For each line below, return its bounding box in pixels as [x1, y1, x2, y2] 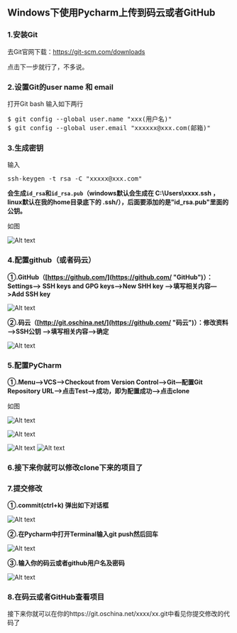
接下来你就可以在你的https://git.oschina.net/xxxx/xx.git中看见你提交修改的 [7, 610, 224, 618]
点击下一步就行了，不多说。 [7, 63, 89, 71]
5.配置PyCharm [7, 360, 62, 370]
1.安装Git [7, 30, 38, 40]
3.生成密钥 [7, 143, 44, 153]
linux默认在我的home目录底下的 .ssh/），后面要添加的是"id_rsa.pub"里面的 [7, 198, 229, 206]
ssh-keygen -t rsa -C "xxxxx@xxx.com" [7, 175, 143, 183]
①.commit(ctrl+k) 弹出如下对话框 [7, 501, 109, 510]
